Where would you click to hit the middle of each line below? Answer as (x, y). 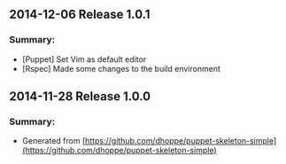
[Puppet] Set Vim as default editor (84, 59)
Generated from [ (54, 141)
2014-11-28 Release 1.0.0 (80, 97)
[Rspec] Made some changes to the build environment (121, 68)
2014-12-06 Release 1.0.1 (80, 15)
